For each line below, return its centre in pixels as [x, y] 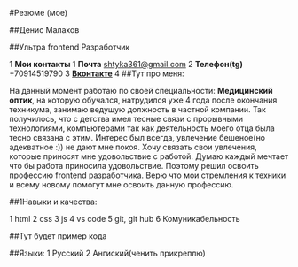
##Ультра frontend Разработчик [70, 47]
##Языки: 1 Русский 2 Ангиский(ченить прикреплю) [107, 253]
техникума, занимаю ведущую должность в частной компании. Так [137, 109]
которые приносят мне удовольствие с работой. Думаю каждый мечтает [149, 156]
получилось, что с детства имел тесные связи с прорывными [126, 119]
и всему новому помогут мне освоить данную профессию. [122, 184]
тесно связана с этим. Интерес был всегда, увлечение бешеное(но [137, 137]
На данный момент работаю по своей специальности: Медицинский [141, 91]
